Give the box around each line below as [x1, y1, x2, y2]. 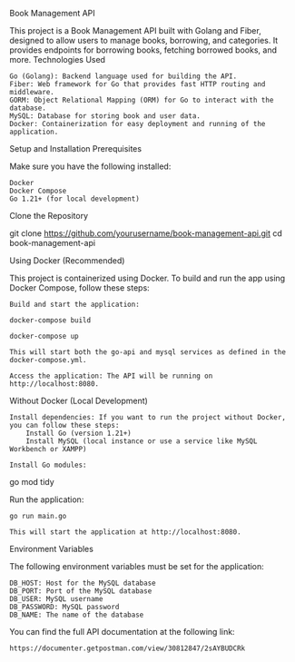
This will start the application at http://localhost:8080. [9, 528, 242, 537]
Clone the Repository [9, 211, 89, 221]
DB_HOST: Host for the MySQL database [9, 578, 156, 588]
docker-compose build [9, 316, 92, 325]
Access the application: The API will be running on [9, 371, 213, 380]
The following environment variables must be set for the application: [9, 561, 265, 571]
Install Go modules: [9, 460, 88, 469]
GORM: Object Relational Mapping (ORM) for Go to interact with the [9, 95, 274, 104]
